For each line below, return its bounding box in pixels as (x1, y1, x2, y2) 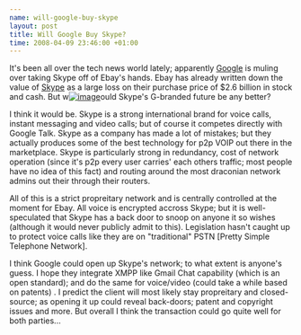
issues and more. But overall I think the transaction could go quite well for (9, 306, 281, 317)
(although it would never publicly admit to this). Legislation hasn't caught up (9, 222, 290, 233)
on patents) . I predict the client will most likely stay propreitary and (9, 287, 259, 297)
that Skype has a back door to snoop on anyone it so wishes (52, 212, 276, 223)
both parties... (9, 315, 61, 326)
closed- (260, 287, 289, 297)
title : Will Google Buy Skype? (9, 30, 127, 39)
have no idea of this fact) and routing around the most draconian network (9, 166, 281, 177)
